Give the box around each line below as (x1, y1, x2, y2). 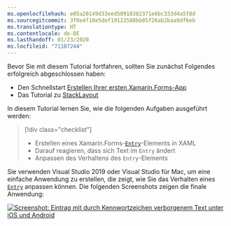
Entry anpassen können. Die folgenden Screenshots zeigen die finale (7, 182, 207, 190)
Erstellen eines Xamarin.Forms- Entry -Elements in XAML (34, 139, 197, 147)
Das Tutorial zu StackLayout (17, 91, 99, 99)
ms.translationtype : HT (7, 23, 77, 30)
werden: (7, 112, 31, 120)
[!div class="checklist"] (24, 126, 92, 133)
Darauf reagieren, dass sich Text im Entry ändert (34, 147, 176, 154)
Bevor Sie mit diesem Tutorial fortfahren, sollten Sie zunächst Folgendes (7, 62, 216, 70)
